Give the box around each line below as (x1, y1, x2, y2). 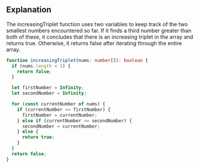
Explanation (6, 5, 52, 15)
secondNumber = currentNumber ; (22, 123, 100, 129)
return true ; (22, 134, 55, 141)
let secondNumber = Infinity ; (11, 91, 87, 97)
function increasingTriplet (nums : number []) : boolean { (6, 57, 148, 63)
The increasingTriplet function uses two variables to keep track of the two (6, 20, 188, 27)
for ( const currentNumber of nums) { (11, 101, 106, 107)
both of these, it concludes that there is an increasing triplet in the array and (6, 33, 194, 41)
